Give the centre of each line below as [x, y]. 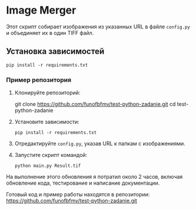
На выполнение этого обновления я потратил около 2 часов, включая [94, 177]
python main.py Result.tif [48, 166]
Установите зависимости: [47, 122]
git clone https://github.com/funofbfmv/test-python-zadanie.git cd [95, 104]
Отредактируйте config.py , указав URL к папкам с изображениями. [100, 144]
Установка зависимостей [55, 52]
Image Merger [41, 10]
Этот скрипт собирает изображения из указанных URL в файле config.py [98, 27]
